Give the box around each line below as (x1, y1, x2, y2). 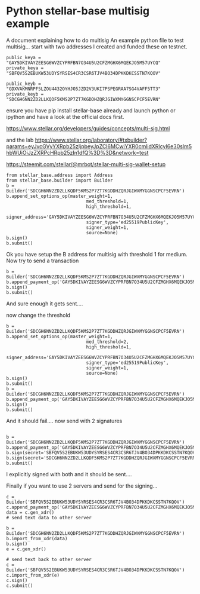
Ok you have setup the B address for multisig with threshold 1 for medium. (6, 250, 187, 258)
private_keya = (6, 65, 44, 71)
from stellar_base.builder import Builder (6, 177, 113, 183)
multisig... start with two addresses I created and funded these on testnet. (6, 43, 187, 50)
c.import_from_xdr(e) (6, 572, 60, 578)
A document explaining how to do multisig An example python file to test (6, 36, 184, 44)
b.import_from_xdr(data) (6, 535, 68, 541)
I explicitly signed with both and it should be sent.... (6, 470, 132, 477)
